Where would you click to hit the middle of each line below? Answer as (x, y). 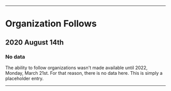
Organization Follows (51, 24)
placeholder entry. (24, 78)
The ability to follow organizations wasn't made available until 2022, (76, 67)
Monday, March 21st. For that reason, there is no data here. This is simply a (84, 73)
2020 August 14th (35, 42)
